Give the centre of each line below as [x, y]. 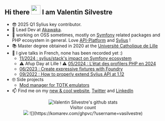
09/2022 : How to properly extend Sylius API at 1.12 [72, 74]
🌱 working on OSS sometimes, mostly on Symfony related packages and [86, 35]
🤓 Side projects [28, 79]
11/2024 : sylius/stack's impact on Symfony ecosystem [76, 58]
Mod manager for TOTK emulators [54, 85]
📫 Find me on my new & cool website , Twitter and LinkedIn [73, 91]
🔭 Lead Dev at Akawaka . [37, 29]
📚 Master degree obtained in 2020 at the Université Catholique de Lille [85, 46]
